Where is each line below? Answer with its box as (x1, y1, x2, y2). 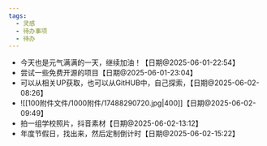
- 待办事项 (15, 27, 48, 35)
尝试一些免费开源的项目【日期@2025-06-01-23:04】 (19, 68, 197, 78)
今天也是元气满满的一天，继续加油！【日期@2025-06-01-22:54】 (19, 58, 239, 67)
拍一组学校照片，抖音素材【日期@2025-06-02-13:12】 (19, 118, 203, 128)
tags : (8, 11, 27, 20)
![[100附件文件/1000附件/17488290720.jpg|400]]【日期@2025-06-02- (19, 98, 256, 108)
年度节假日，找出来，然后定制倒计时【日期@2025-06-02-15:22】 (19, 129, 239, 139)
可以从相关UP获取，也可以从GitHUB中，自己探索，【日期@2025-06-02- (19, 78, 260, 88)
